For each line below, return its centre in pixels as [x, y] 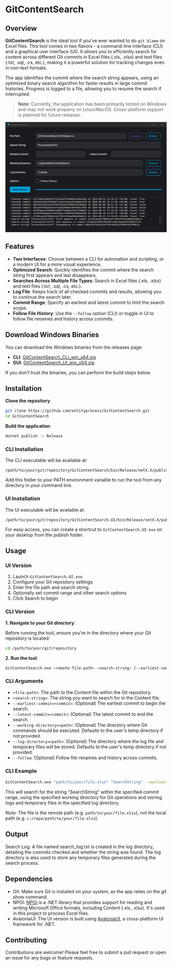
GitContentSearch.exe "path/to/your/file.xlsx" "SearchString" [74, 782]
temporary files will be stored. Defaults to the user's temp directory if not [90, 747]
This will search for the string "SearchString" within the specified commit [82, 792]
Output [17, 834]
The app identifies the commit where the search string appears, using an [82, 78]
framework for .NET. [34, 924]
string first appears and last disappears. [55, 275]
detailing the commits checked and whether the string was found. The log [83, 852]
